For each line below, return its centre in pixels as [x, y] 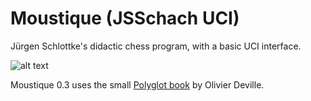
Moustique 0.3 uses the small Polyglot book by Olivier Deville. [137, 84]
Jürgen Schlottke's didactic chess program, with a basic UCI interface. [156, 46]
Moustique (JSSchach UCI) [125, 18]
